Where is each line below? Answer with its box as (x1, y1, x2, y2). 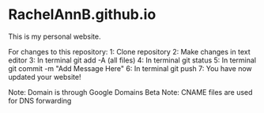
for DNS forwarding (8, 96, 72, 105)
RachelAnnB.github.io (8, 6, 157, 24)
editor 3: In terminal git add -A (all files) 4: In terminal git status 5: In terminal (8, 55, 257, 65)
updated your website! (8, 72, 81, 81)
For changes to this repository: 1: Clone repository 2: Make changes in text (8, 47, 251, 56)
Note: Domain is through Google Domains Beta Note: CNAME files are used (8, 87, 253, 96)
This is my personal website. (8, 32, 101, 41)
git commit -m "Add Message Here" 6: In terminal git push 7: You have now (8, 63, 253, 73)
